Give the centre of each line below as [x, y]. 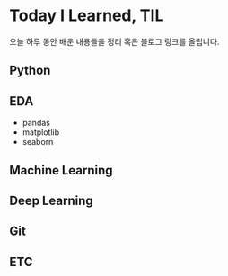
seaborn [38, 142]
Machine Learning [61, 170]
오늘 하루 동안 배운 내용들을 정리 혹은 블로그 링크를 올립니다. [114, 41]
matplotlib [41, 132]
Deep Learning [51, 200]
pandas [36, 123]
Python [30, 71]
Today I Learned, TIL [87, 16]
